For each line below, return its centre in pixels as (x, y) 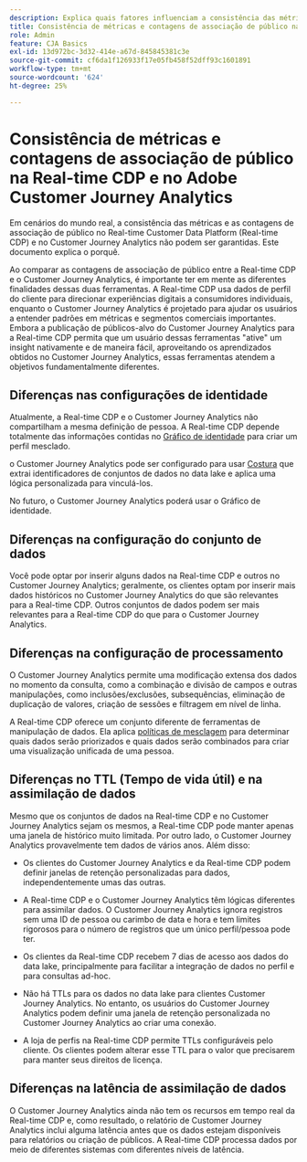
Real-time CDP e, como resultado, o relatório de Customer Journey (136, 1120)
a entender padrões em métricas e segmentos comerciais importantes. (143, 318)
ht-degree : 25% (38, 86)
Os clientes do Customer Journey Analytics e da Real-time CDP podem (156, 862)
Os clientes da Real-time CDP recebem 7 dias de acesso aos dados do (156, 956)
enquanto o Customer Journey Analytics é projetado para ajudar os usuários (153, 308)
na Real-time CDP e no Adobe (123, 178)
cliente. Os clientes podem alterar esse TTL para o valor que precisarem (159, 1050)
